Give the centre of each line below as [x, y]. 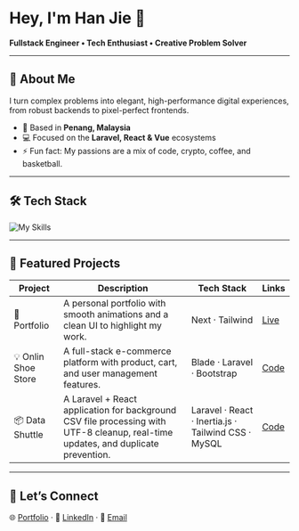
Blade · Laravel [222, 363]
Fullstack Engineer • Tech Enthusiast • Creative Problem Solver [128, 43]
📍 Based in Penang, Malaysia [76, 127]
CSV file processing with [115, 421]
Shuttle [28, 434]
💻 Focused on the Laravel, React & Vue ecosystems [119, 137]
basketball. [42, 163]
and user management [111, 373]
